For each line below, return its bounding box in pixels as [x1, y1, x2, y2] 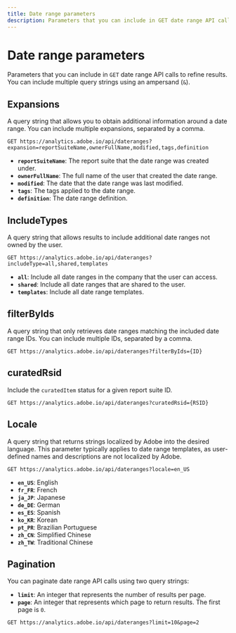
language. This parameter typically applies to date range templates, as [7, 444, 211, 453]
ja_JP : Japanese [17, 493, 65, 501]
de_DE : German [17, 501, 61, 509]
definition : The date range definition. [17, 194, 128, 203]
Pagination [7, 558, 56, 570]
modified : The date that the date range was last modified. [17, 179, 184, 187]
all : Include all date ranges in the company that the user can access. [17, 272, 218, 282]
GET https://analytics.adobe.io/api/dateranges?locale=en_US [7, 465, 190, 472]
